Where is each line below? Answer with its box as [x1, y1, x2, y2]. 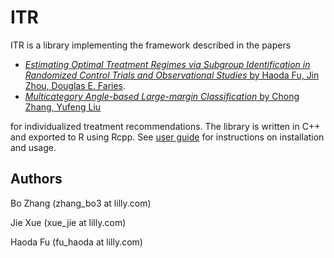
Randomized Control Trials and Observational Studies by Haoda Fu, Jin [24, 69, 320, 81]
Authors [10, 171, 63, 188]
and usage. [10, 141, 57, 153]
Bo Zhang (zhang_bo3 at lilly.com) [10, 197, 152, 209]
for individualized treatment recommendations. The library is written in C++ [10, 120, 321, 132]
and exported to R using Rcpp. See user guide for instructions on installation [10, 131, 325, 143]
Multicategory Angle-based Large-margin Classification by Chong [24, 90, 300, 102]
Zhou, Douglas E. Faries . [24, 79, 127, 91]
